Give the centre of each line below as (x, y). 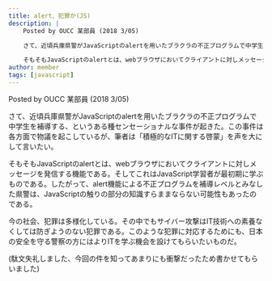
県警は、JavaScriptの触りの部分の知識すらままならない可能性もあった (132, 194)
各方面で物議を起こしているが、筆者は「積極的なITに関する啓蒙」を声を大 (132, 136)
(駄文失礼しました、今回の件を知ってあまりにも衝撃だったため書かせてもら (134, 258)
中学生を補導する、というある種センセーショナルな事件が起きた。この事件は (136, 126)
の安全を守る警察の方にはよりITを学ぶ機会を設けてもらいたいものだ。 (125, 241)
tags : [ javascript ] (41, 75)
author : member (34, 68)
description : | (34, 23)
